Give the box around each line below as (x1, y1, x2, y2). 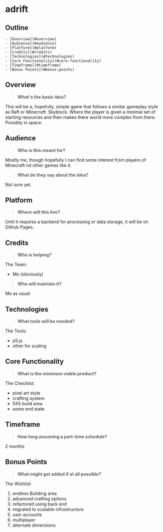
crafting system (12, 395, 45, 401)
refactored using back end (12, 501, 67, 507)
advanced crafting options (12, 496, 67, 502)
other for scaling (12, 343, 46, 349)
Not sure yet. (5, 181, 32, 188)
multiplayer (12, 517, 36, 523)
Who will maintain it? (17, 281, 62, 287)
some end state (12, 406, 45, 412)
